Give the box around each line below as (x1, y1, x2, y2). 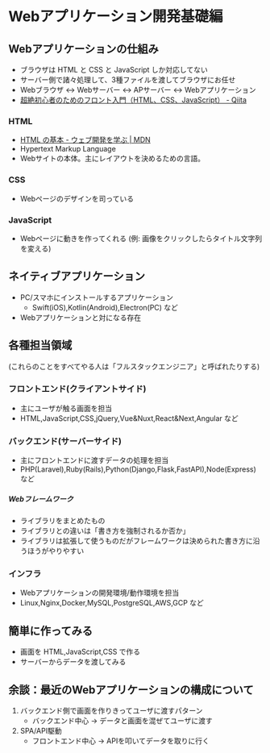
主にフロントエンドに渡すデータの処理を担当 (19, 456, 169, 465)
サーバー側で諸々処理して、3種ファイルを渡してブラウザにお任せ (19, 75, 236, 85)
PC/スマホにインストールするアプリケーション (19, 292, 174, 302)
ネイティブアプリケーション (8, 269, 145, 283)
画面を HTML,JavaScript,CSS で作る (19, 647, 141, 657)
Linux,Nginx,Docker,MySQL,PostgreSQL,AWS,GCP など (19, 598, 204, 608)
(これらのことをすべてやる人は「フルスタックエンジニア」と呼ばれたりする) (8, 361, 260, 371)
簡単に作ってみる (8, 624, 93, 638)
